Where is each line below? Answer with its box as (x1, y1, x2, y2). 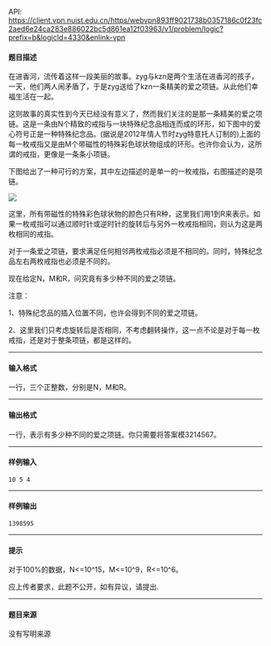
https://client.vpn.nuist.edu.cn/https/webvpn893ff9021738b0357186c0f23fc (8, 15, 263, 25)
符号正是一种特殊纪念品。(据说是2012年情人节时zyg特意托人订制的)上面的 (15, 129, 261, 139)
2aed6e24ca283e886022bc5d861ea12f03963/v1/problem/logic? (8, 24, 224, 33)
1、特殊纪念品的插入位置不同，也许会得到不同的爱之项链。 (8, 308, 202, 318)
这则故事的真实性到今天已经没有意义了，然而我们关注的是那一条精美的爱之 (8, 109, 256, 119)
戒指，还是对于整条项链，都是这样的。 (8, 336, 135, 345)
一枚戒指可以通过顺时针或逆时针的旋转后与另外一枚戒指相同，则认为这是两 (15, 219, 263, 229)
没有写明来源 (8, 629, 51, 639)
